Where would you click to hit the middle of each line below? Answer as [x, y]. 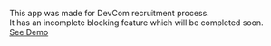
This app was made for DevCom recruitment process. [110, 13]
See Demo [29, 32]
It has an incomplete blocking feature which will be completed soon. [137, 23]
